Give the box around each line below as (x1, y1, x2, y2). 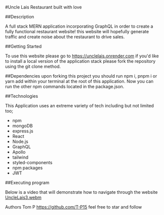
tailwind (12, 154, 29, 160)
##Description (5, 14, 35, 19)
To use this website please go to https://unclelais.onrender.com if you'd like (5, 53, 159, 59)
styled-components (12, 160, 53, 165)
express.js (12, 128, 34, 134)
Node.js (12, 138, 29, 144)
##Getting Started (5, 43, 42, 49)
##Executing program (5, 180, 49, 185)
